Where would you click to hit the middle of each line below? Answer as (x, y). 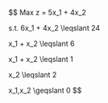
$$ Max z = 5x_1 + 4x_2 (48, 12)
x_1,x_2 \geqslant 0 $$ (45, 90)
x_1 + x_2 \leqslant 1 (41, 59)
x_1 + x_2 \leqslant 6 (42, 43)
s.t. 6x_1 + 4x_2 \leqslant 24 (54, 28)
